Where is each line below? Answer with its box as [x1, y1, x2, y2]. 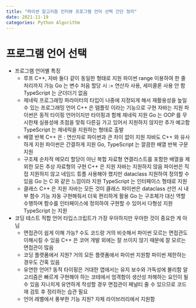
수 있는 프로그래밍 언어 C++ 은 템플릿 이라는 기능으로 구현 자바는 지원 [23, 104, 184, 111]
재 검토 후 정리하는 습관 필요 [23, 288, 88, 295]
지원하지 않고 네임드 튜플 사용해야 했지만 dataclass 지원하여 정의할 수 [29, 170, 190, 177]
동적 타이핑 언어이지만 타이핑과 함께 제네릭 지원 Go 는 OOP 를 [39, 111, 181, 118]
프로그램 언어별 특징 [14, 67, 61, 74]
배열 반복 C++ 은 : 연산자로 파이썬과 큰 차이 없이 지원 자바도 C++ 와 [23, 134, 180, 141]
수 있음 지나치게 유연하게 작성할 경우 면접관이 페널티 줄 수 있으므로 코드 [23, 281, 187, 288]
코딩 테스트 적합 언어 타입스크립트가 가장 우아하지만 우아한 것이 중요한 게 [14, 214, 181, 221]
